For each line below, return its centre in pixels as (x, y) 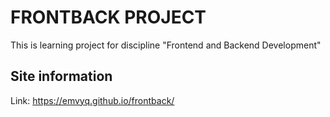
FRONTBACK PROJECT (108, 17)
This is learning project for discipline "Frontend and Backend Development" (166, 45)
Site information (61, 76)
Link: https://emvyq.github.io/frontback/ (92, 100)
